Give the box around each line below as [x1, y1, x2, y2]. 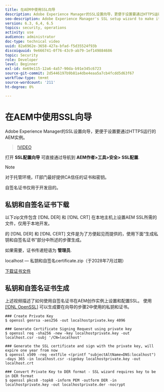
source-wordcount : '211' [5, 80, 56, 85]
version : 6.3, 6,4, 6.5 [5, 21, 54, 26]
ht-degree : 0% [5, 84, 34, 90]
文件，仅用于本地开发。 [5, 221, 52, 227]
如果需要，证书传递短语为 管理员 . [5, 248, 72, 254]
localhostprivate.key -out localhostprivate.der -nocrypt [5, 382, 125, 387]
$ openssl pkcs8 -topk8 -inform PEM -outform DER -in [5, 378, 117, 383]
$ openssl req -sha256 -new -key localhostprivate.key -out [5, 331, 130, 336]
